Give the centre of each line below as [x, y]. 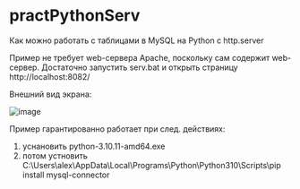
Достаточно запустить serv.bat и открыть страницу [140, 67]
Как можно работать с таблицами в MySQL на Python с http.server [137, 40]
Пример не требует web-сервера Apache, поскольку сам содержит [140, 57]
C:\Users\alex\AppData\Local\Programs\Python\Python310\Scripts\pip [151, 165]
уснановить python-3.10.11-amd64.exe [94, 146]
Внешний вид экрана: [51, 94]
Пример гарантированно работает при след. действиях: [117, 129]
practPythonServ [75, 16]
